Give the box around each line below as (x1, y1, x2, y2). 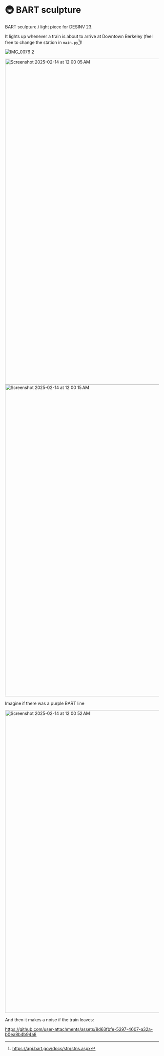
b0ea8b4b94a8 (5, 1031, 37, 1037)
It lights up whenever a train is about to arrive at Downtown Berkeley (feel (5, 33, 153, 39)
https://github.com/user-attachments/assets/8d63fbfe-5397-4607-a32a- (5, 1026, 153, 1032)
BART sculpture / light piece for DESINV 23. (5, 23, 93, 30)
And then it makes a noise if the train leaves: (5, 1016, 94, 1022)
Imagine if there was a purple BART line (5, 700, 84, 706)
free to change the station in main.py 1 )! (5, 38, 83, 45)
